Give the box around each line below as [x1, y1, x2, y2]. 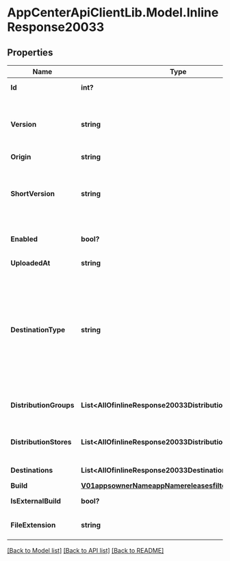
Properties [7, 47, 53, 58]
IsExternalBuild [10, 497, 62, 506]
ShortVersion [10, 189, 55, 198]
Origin [10, 152, 31, 162]
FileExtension [10, 521, 56, 529]
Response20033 [7, 19, 105, 35]
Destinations [10, 466, 53, 475]
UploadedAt [10, 258, 51, 268]
